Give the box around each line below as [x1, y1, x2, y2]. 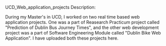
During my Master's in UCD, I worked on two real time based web [5, 14, 140, 19]
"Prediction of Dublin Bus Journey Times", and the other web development [5, 24, 159, 30]
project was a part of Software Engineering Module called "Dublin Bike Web [5, 30, 161, 35]
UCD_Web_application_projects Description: [5, 4, 96, 10]
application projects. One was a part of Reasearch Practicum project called [5, 19, 160, 25]
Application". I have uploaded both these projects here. [5, 35, 119, 41]
